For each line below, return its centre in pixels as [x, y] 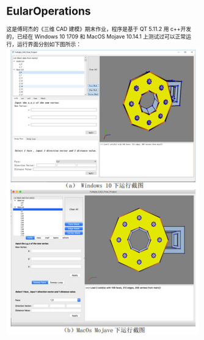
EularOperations [49, 11]
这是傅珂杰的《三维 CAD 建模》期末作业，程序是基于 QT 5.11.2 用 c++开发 [99, 29]
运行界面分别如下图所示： [49, 44]
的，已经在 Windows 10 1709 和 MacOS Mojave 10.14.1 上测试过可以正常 [96, 36]
